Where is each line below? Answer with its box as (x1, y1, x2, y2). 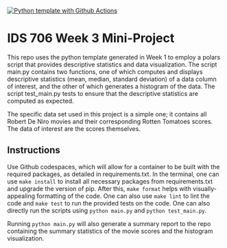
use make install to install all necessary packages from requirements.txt (7, 177, 213, 185)
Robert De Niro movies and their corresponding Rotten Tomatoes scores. (7, 117, 213, 125)
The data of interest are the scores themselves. (7, 124, 141, 133)
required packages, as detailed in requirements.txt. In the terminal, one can (7, 170, 219, 178)
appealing (7, 192, 36, 200)
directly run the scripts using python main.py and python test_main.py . (7, 206, 207, 214)
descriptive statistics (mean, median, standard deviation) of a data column (7, 75, 217, 83)
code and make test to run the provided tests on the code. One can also (7, 199, 211, 207)
